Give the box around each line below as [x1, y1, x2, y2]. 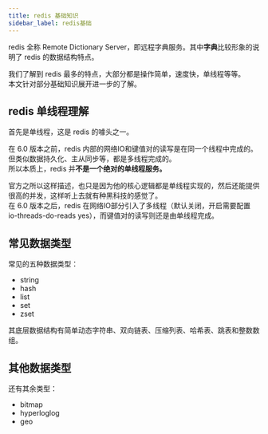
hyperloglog [19, 408, 60, 417]
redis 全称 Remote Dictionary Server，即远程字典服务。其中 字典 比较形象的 [8, 41, 253, 52]
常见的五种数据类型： [8, 259, 78, 269]
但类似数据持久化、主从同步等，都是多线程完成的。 [8, 154, 176, 164]
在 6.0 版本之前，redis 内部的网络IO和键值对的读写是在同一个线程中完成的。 [8, 144, 258, 154]
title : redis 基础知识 [8, 11, 79, 20]
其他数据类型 [8, 361, 72, 375]
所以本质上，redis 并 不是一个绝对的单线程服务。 [8, 164, 167, 174]
